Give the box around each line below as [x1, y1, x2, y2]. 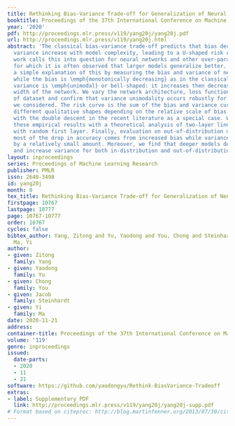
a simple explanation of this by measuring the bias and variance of [13, 69, 220, 76]
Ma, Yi [13, 239, 33, 246]
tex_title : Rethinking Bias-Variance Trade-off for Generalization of [7, 193, 218, 200]
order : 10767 [7, 219, 45, 226]
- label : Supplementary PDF [7, 395, 90, 402]
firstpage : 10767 [7, 199, 58, 207]
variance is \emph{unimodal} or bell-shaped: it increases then [13, 82, 205, 89]
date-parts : [13, 356, 49, 364]
